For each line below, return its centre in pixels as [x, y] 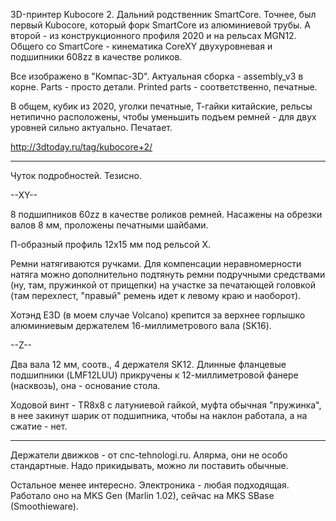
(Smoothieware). [44, 506]
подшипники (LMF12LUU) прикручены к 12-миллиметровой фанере [154, 375]
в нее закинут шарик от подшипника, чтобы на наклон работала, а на [159, 415]
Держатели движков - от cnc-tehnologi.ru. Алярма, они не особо [149, 455]
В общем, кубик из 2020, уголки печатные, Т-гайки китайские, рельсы [161, 106]
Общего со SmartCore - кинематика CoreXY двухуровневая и [141, 46]
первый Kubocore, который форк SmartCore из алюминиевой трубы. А [160, 25]
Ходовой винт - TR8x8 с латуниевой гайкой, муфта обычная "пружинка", [166, 405]
